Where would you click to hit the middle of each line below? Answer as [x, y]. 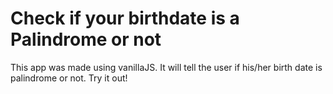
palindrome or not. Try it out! [69, 78]
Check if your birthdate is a [125, 18]
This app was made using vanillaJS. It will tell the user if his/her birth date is [166, 67]
